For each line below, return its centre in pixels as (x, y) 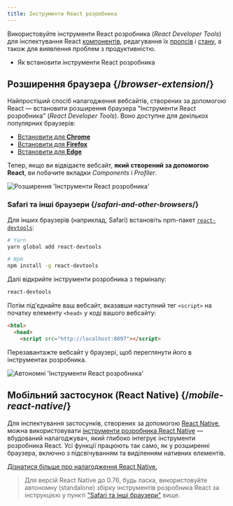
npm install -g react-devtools (53, 266)
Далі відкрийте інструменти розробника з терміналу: (87, 279)
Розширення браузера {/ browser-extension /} (111, 84)
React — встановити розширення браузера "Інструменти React (102, 109)
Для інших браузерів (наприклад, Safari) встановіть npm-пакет (101, 220)
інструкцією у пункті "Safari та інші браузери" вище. (102, 495)
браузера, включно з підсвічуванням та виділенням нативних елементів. (116, 453)
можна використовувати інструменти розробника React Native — (105, 430)
